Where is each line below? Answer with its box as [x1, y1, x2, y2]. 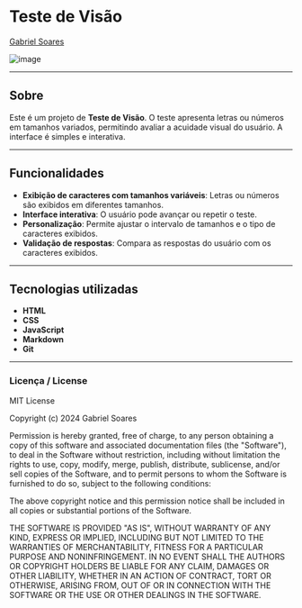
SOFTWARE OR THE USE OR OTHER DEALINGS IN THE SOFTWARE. [9, 589, 262, 600]
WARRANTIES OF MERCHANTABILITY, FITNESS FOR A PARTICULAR [9, 541, 263, 552]
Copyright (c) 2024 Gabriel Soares [9, 413, 138, 423]
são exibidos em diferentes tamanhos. [22, 199, 164, 210]
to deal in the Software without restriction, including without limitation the [9, 449, 280, 460]
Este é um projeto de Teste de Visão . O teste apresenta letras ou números [9, 112, 285, 123]
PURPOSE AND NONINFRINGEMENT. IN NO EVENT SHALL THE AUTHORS [9, 551, 286, 562]
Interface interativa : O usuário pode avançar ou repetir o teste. [22, 209, 258, 220]
